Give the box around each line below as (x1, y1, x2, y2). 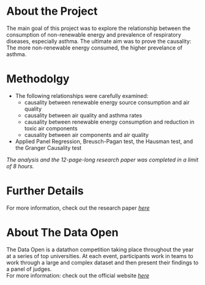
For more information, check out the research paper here (6, 204, 150, 212)
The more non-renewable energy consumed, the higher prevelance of (6, 44, 182, 51)
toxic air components (24, 124, 78, 132)
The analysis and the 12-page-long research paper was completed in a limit (6, 156, 199, 163)
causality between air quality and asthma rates (24, 111, 143, 119)
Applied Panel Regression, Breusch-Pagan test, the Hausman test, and (15, 138, 193, 145)
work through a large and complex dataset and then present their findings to (6, 259, 199, 266)
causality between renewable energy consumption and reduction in (24, 118, 195, 125)
